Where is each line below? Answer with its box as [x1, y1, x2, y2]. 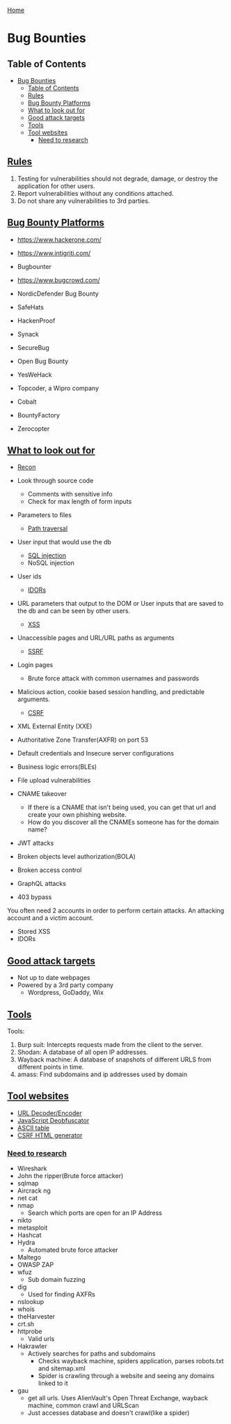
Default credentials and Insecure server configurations [17, 749, 174, 758]
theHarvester [17, 1312, 56, 1321]
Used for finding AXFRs [27, 1290, 95, 1299]
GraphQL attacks [17, 880, 66, 888]
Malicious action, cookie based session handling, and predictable [17, 688, 205, 696]
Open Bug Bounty [17, 357, 69, 365]
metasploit [17, 1223, 48, 1232]
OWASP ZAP [17, 1261, 54, 1269]
